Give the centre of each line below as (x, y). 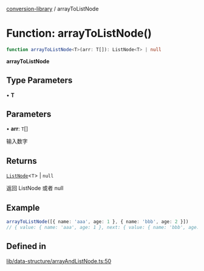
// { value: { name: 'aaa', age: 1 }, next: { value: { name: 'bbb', (96, 227)
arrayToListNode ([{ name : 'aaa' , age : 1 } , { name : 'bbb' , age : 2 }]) (97, 222)
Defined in (26, 246)
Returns (22, 161)
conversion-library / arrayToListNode (53, 9)
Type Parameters (39, 81)
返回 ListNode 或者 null (35, 188)
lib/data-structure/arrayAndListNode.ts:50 (59, 261)
